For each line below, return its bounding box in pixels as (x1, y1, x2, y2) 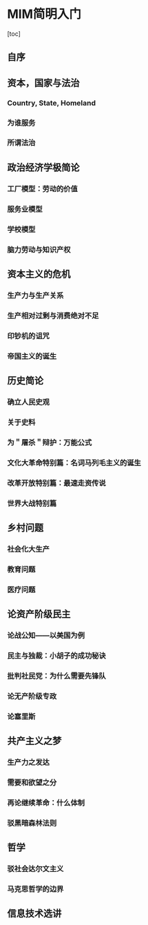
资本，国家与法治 (7, 77, 80, 88)
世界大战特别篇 (7, 498, 57, 508)
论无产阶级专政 (7, 691, 57, 701)
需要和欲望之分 (7, 777, 57, 787)
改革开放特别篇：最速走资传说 (7, 478, 107, 487)
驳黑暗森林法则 (7, 818, 57, 828)
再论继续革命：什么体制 (7, 798, 85, 808)
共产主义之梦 (7, 735, 62, 747)
